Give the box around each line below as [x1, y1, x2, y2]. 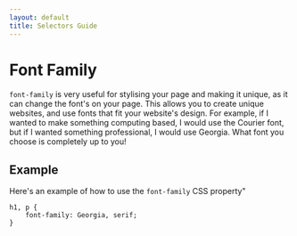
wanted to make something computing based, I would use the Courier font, [9, 118, 285, 128]
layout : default [9, 12, 70, 22]
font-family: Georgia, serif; [25, 211, 138, 220]
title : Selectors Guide [9, 21, 98, 30]
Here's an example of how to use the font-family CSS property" [9, 186, 246, 197]
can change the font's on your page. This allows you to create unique [9, 99, 265, 110]
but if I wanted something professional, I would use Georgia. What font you [9, 126, 285, 138]
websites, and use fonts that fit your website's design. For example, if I [9, 108, 269, 118]
